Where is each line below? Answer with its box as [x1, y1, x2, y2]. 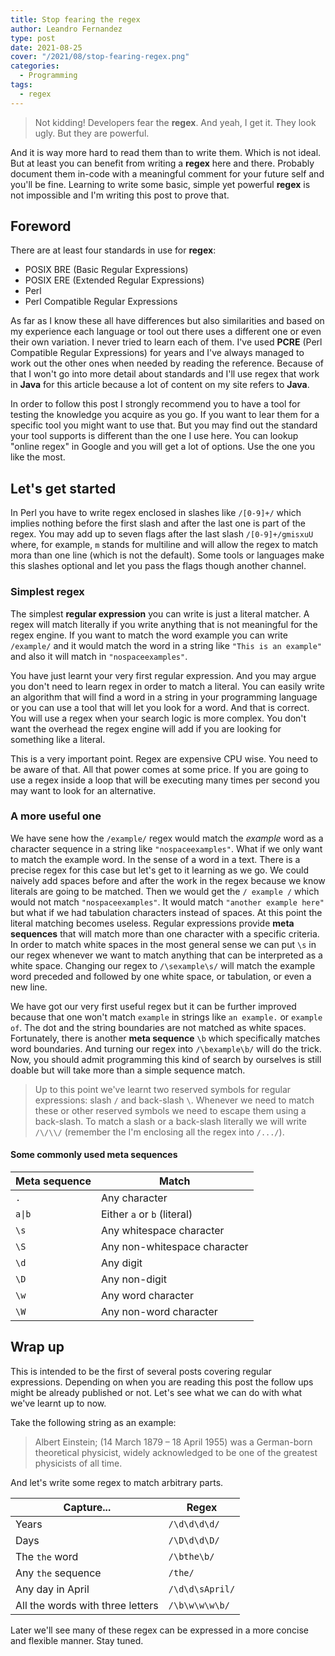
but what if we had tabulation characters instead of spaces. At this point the [10, 906, 323, 918]
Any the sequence [15, 1566, 102, 1580]
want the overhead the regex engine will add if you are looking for [10, 722, 282, 735]
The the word [15, 1549, 79, 1563]
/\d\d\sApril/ [168, 1583, 236, 1595]
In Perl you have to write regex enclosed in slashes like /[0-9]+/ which [10, 507, 302, 519]
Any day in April [15, 1582, 90, 1596]
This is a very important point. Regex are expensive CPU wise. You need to [10, 752, 319, 765]
